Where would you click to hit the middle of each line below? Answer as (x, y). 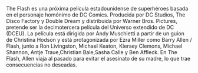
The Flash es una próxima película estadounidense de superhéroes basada (97, 9)
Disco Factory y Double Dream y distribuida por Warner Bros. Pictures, (92, 21)
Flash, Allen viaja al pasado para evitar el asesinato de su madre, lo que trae (98, 59)
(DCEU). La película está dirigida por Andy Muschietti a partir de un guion (95, 34)
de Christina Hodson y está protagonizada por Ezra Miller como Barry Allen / (99, 40)
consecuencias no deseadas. (42, 65)
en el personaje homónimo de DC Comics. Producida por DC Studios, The (96, 15)
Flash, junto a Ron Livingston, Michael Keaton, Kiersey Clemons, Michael (94, 46)
